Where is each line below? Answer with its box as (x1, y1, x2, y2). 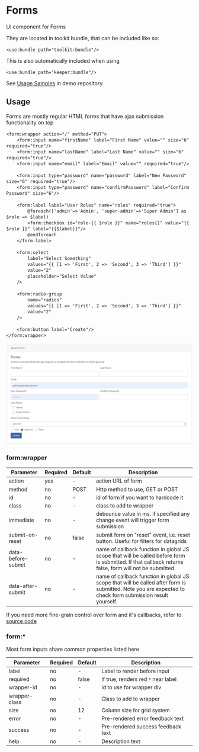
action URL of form (95, 477, 142, 484)
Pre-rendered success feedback (101, 723, 182, 730)
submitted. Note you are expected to (95, 586, 185, 593)
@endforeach (27, 232, 57, 237)
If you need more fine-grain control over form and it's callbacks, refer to (6, 611, 182, 618)
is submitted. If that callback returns (95, 558, 184, 565)
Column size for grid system (101, 706, 170, 714)
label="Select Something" (27, 255, 92, 261)
